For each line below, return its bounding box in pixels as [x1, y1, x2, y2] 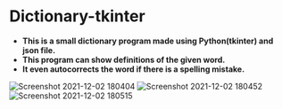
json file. [21, 44, 56, 55]
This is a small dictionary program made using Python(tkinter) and [21, 35, 274, 46]
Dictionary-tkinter [9, 6, 145, 27]
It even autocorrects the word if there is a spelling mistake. [21, 64, 245, 74]
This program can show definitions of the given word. [21, 54, 226, 65]
